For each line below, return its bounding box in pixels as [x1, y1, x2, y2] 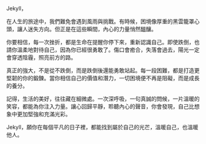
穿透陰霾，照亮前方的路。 [11, 54, 77, 61]
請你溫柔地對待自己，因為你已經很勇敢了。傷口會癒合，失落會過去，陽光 [6, 46, 189, 53]
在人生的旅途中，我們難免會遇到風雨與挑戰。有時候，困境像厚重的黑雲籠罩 [6, 18, 194, 25]
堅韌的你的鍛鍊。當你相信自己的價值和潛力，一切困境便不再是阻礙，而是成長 [6, 75, 200, 81]
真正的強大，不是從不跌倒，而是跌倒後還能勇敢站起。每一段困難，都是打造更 [6, 67, 200, 74]
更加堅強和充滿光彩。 [17, 110, 71, 118]
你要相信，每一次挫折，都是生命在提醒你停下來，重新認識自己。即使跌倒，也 [6, 39, 200, 45]
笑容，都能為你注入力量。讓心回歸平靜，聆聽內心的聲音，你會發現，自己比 [6, 103, 194, 110]
